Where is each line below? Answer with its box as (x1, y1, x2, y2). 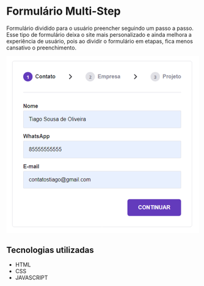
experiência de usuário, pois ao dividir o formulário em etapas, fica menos (6, 37, 194, 45)
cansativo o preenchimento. (6, 44, 77, 51)
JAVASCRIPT (15, 274, 48, 282)
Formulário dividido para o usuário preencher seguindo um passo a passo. (6, 24, 194, 32)
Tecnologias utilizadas (6, 245, 94, 255)
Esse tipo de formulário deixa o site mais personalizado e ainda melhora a (6, 31, 192, 38)
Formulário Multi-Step (6, 4, 121, 18)
